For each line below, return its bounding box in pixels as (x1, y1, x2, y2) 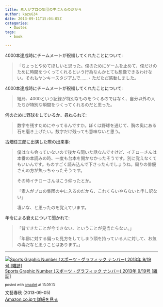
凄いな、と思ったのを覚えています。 (16, 204, 89, 210)
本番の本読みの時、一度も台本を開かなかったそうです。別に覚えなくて (16, 155, 157, 161)
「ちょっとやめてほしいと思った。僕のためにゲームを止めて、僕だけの (16, 63, 157, 69)
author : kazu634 (5, 12, 38, 17)
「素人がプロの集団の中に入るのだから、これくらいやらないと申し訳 (16, 188, 153, 194)
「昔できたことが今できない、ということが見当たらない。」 (16, 225, 134, 231)
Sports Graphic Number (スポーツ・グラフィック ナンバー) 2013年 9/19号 (5, 268, 151, 274)
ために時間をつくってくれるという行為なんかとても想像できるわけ (16, 69, 148, 74)
